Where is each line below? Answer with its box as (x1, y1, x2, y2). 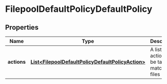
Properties (5, 23, 39, 32)
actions (7, 58, 26, 65)
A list (150, 46, 162, 53)
